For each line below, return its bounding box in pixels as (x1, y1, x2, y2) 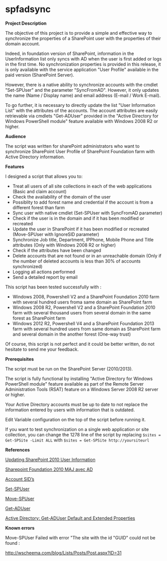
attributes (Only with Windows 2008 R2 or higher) (12, 242, 116, 248)
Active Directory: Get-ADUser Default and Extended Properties (5, 515, 135, 521)
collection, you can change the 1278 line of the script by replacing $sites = (5, 431, 161, 438)
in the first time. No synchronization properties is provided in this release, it (5, 61, 161, 67)
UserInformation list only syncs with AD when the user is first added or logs (5, 55, 162, 61)
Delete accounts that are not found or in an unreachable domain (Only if (12, 253, 162, 259)
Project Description (5, 20, 47, 26)
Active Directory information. (5, 154, 65, 160)
